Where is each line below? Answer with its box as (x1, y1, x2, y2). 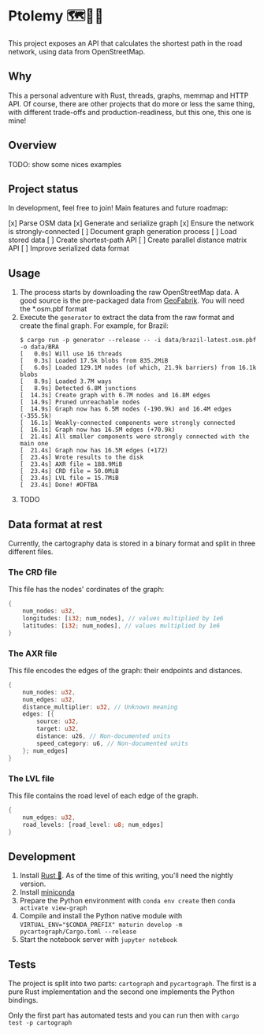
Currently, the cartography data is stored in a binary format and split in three (8, 538, 256, 548)
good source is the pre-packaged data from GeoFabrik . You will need (19, 296, 245, 305)
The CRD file (8, 566, 58, 577)
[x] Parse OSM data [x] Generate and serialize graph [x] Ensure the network (8, 218, 255, 228)
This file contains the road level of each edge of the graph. (8, 791, 199, 800)
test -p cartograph (8, 1019, 73, 1027)
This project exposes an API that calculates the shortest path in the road (8, 38, 243, 48)
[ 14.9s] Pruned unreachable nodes (19, 398, 140, 407)
